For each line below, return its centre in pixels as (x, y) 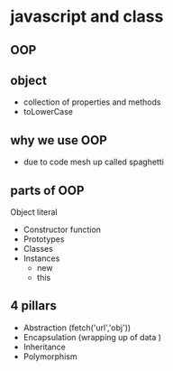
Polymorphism (50, 356)
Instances (41, 258)
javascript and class (87, 17)
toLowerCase (48, 112)
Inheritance (45, 347)
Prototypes (44, 239)
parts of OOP (47, 190)
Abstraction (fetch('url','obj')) (77, 328)
